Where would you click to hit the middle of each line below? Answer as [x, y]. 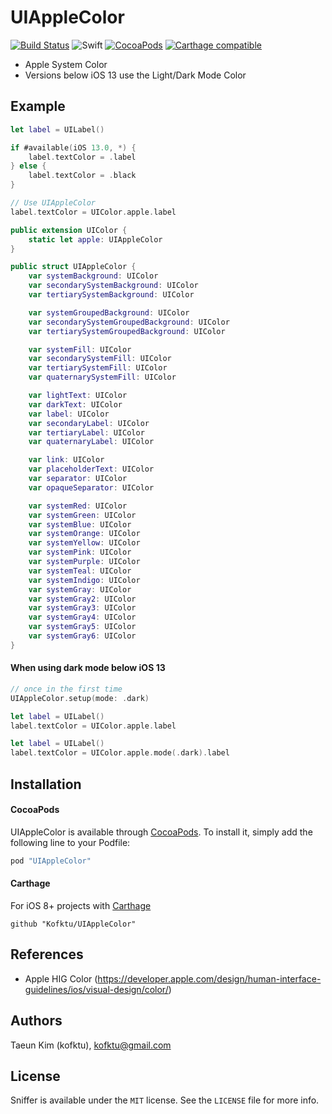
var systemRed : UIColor [78, 506]
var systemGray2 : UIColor [82, 599]
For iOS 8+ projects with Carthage [81, 905]
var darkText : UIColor [75, 404]
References [47, 954]
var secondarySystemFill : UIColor [100, 359]
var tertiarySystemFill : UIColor [98, 368]
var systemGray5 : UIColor [82, 627]
